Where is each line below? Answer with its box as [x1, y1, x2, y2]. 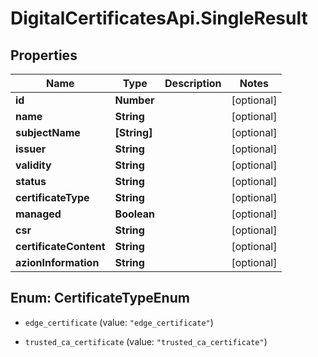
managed [15, 207, 62, 221]
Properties [10, 47, 78, 64]
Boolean [114, 207, 156, 221]
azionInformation [15, 256, 100, 269]
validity [15, 158, 52, 172]
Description [164, 77, 222, 90]
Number [114, 93, 155, 107]
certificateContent [15, 240, 106, 253]
